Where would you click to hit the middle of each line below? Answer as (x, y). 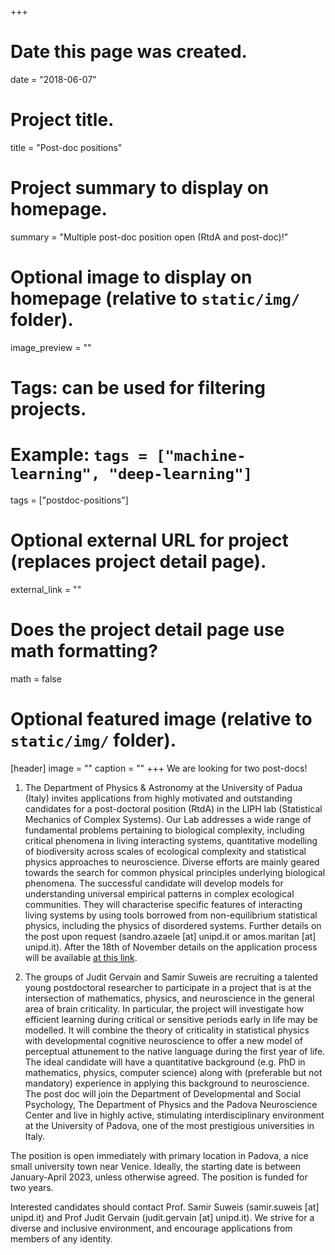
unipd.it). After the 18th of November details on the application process (171, 947)
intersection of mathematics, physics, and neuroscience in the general (169, 998)
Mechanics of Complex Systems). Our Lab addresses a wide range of (168, 819)
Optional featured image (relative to (161, 718)
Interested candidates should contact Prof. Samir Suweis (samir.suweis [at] (165, 1207)
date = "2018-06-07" (53, 79)
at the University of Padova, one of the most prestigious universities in (169, 1125)
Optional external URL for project (149, 540)
